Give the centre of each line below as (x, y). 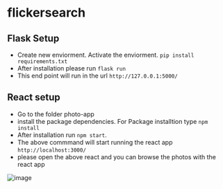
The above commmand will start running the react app (95, 142)
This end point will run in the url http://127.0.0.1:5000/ (98, 75)
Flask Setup (33, 38)
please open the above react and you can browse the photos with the (117, 156)
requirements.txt (42, 62)
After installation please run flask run (72, 68)
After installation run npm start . (62, 135)
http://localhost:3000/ (52, 150)
